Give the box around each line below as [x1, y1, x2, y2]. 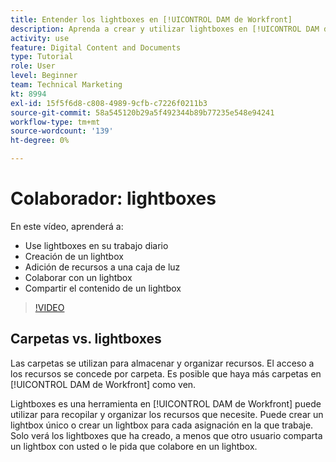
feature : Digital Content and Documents [10, 42, 182, 53]
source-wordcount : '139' [10, 126, 114, 136]
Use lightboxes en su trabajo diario [24, 239, 169, 251]
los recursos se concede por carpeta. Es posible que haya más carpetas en [10, 367, 322, 380]
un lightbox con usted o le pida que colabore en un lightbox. [10, 440, 258, 452]
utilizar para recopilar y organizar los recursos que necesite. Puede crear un [10, 408, 324, 420]
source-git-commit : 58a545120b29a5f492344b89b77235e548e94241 [10, 107, 275, 118]
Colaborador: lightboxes [10, 187, 217, 210]
